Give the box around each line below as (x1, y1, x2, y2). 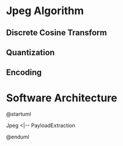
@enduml (6, 134, 29, 141)
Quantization (6, 47, 55, 57)
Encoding (6, 68, 42, 78)
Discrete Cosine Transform (6, 28, 107, 38)
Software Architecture (6, 91, 118, 104)
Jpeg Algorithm (6, 4, 84, 18)
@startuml (6, 111, 31, 118)
